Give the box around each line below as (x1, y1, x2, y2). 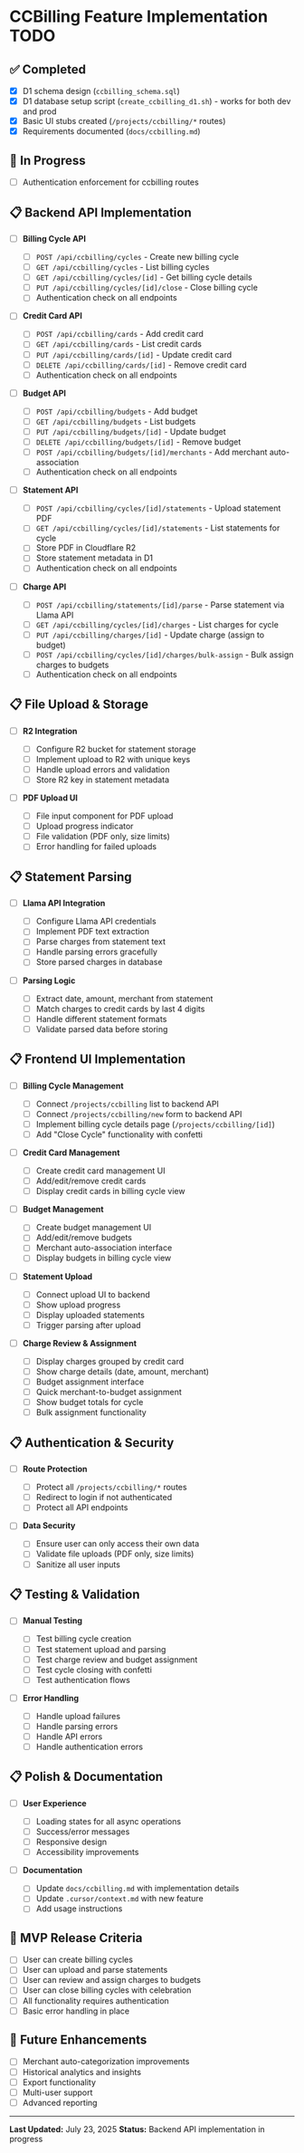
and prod (22, 106, 57, 117)
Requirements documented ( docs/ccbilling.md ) (22, 126, 201, 137)
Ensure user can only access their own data (35, 1538, 200, 1549)
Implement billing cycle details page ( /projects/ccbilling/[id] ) (35, 1118, 276, 1129)
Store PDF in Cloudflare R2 (35, 542, 137, 553)
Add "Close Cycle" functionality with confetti (35, 1129, 204, 1140)
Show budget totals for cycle (35, 1397, 144, 1408)
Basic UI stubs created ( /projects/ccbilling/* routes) (22, 116, 226, 127)
